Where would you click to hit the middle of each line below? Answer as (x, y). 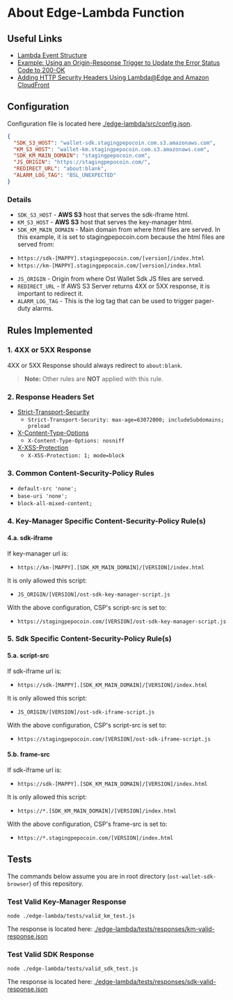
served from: (36, 245)
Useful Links (35, 39)
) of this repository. (56, 884)
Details (19, 199)
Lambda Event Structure (52, 55)
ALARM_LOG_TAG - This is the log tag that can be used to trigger (105, 301)
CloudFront (33, 85)
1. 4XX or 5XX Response (49, 350)
